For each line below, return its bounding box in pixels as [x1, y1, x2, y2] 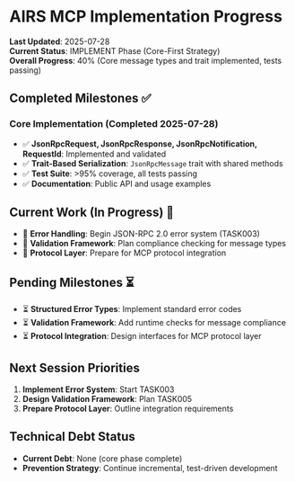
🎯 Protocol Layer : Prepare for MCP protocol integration [22, 247, 227, 258]
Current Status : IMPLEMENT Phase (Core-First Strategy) [9, 45, 221, 56]
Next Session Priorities [9, 360, 141, 375]
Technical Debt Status [9, 429, 136, 444]
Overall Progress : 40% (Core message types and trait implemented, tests [9, 55, 282, 66]
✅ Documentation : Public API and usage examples [22, 178, 212, 189]
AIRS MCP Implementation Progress [9, 6, 282, 27]
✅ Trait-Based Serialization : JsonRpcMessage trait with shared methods [22, 157, 284, 168]
